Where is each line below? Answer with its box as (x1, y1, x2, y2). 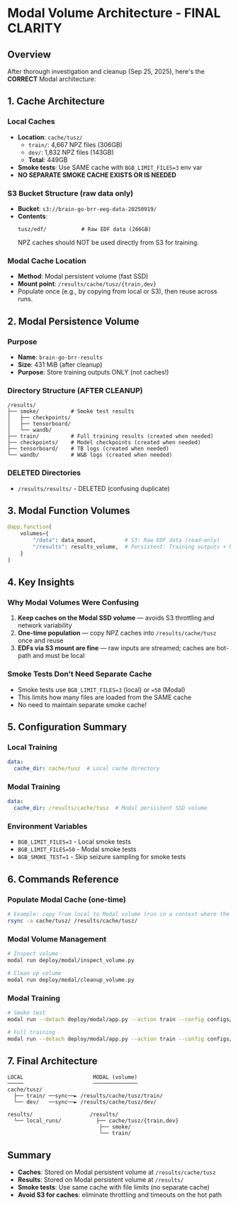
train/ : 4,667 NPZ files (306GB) (28, 140, 123, 149)
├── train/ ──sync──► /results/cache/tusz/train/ (13, 1092, 163, 1099)
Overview (7, 48, 52, 60)
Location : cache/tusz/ (17, 133, 83, 141)
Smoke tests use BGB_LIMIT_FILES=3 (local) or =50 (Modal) (17, 685, 186, 694)
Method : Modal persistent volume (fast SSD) (17, 272, 149, 281)
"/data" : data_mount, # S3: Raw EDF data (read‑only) (33, 537, 220, 544)
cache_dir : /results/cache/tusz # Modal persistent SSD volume (13, 804, 208, 812)
